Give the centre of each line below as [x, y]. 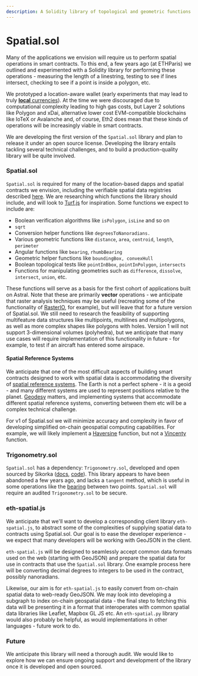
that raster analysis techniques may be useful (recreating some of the [90, 301]
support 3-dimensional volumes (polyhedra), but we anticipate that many [95, 332]
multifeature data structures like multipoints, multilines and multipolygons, [96, 319]
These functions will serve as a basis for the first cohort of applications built [98, 288]
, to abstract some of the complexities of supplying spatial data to [112, 528]
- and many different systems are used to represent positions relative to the [98, 390]
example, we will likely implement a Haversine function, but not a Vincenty [96, 434]
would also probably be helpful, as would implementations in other [87, 619]
